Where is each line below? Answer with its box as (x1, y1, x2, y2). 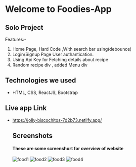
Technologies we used (5, 76, 76, 85)
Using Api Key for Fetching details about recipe (12, 57, 109, 63)
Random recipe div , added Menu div (12, 62, 88, 68)
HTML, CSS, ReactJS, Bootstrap (12, 89, 78, 95)
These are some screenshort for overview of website (12, 145, 124, 151)
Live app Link (5, 104, 47, 112)
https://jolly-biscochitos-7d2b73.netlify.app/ (12, 117, 102, 123)
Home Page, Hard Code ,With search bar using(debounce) (12, 46, 132, 52)
